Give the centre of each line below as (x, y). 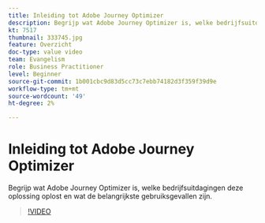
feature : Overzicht (40, 45)
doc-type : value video (45, 52)
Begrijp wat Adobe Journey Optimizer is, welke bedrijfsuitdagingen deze (126, 188)
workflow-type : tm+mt (44, 89)
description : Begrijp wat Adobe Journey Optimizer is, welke (111, 23)
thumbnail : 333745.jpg (45, 37)
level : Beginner (35, 74)
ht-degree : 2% (32, 103)
